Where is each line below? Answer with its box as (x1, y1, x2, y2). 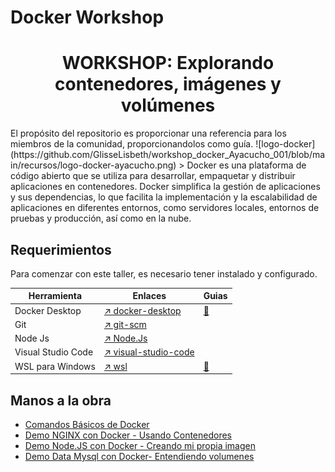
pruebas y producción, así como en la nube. (10, 212, 192, 225)
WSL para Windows (14, 360, 96, 372)
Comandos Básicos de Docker (24, 419, 150, 430)
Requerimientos (10, 241, 112, 258)
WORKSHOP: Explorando (61, 52, 275, 75)
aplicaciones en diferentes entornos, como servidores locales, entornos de (10, 202, 320, 214)
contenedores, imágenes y (54, 73, 282, 96)
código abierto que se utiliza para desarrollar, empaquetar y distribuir (10, 170, 296, 182)
